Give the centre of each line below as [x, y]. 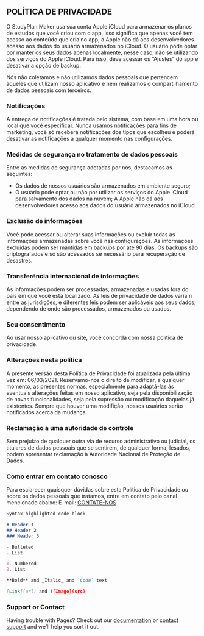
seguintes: [19, 174]
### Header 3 [23, 536]
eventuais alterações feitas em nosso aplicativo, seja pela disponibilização [100, 393]
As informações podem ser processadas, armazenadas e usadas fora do [97, 289]
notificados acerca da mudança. [47, 412]
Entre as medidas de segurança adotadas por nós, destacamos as [89, 168]
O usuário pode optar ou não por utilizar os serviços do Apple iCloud [101, 193]
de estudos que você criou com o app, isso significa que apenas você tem [100, 33]
